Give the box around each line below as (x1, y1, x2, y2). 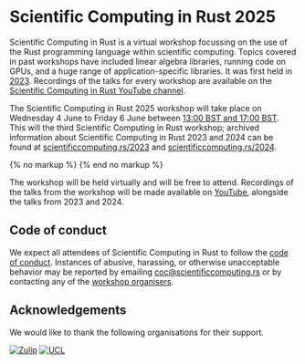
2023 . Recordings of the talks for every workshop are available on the (9, 75, 272, 86)
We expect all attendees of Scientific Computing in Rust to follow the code (9, 246, 289, 257)
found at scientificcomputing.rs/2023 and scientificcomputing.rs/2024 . (9, 141, 277, 152)
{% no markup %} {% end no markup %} (9, 159, 163, 170)
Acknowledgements (9, 303, 127, 318)
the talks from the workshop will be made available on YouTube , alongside (9, 186, 289, 197)
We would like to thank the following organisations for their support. (9, 327, 265, 338)
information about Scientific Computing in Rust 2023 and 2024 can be (9, 131, 274, 142)
